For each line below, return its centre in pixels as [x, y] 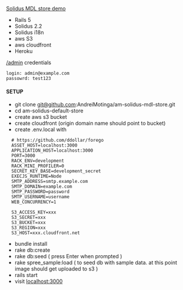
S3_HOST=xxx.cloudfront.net [46, 233]
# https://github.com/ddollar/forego [58, 141]
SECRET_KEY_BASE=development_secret [56, 171]
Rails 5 [23, 20]
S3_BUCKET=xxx [29, 223]
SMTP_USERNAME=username [40, 197]
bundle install [31, 244]
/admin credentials [29, 62]
